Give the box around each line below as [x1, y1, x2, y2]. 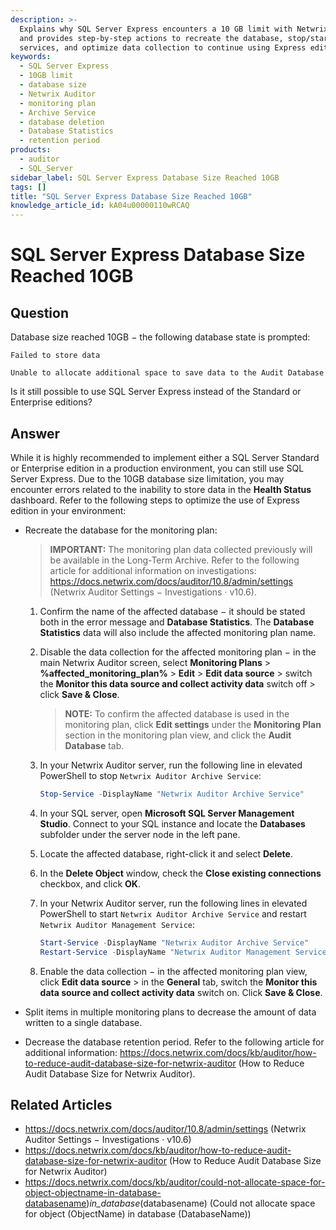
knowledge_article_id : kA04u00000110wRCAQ [10, 201, 190, 211]
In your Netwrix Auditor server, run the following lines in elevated [39, 897, 308, 909]
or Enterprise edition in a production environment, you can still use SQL [10, 462, 305, 474]
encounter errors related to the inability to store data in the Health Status [10, 483, 312, 495]
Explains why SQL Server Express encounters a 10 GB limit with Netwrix [19, 24, 329, 34]
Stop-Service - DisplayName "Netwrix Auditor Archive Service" [39, 789, 305, 799]
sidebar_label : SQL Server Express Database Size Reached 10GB [10, 172, 280, 183]
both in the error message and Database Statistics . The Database [39, 616, 315, 628]
